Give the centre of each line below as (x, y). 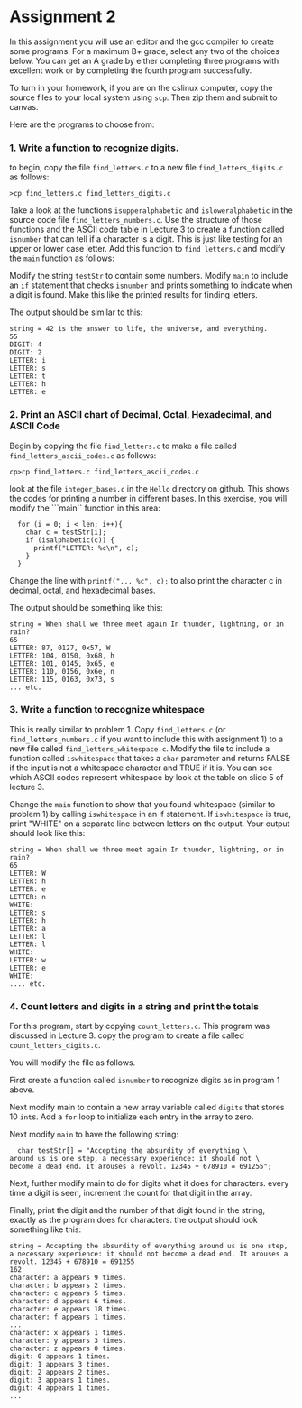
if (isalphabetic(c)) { (70, 540)
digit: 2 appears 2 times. (60, 1373)
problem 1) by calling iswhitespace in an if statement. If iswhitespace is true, (150, 814)
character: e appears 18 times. (70, 1310)
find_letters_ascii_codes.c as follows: (83, 455)
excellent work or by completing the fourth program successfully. (131, 70)
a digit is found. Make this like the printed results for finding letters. (134, 295)
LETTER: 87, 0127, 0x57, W (60, 648)
